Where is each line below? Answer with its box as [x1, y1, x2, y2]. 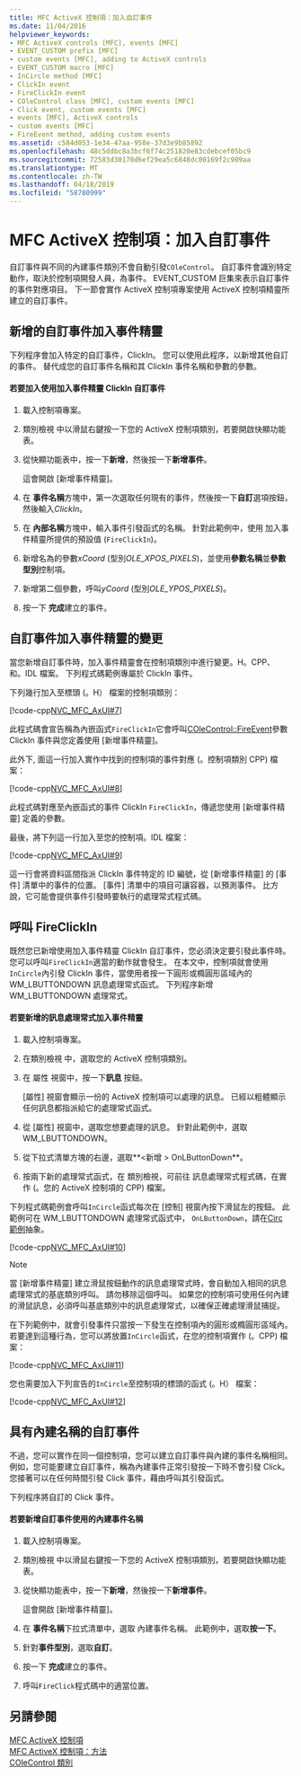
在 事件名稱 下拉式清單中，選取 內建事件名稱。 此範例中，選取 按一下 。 [22, 1622, 281, 1633]
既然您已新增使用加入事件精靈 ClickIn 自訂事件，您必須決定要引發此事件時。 [9, 945, 291, 956]
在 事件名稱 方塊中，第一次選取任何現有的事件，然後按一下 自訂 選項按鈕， [22, 491, 293, 503]
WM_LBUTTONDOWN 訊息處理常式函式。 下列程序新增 [9, 978, 214, 989]
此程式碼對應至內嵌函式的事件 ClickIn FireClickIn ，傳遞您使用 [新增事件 [9, 801, 278, 812]
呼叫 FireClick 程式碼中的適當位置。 [22, 1680, 155, 1691]
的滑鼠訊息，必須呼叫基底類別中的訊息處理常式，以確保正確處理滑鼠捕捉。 [9, 1300, 285, 1311]
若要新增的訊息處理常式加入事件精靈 [9, 1012, 144, 1023]
